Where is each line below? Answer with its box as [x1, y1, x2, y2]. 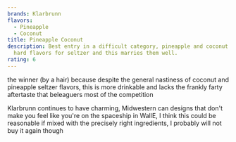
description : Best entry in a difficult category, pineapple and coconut [7, 43, 229, 50]
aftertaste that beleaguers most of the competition [7, 90, 154, 98]
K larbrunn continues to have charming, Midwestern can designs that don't [7, 103, 223, 112]
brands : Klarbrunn [7, 10, 61, 18]
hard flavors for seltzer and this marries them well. [13, 50, 178, 57]
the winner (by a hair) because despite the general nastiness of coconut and [7, 75, 230, 84]
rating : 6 [7, 56, 37, 63]
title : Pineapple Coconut [7, 37, 83, 44]
